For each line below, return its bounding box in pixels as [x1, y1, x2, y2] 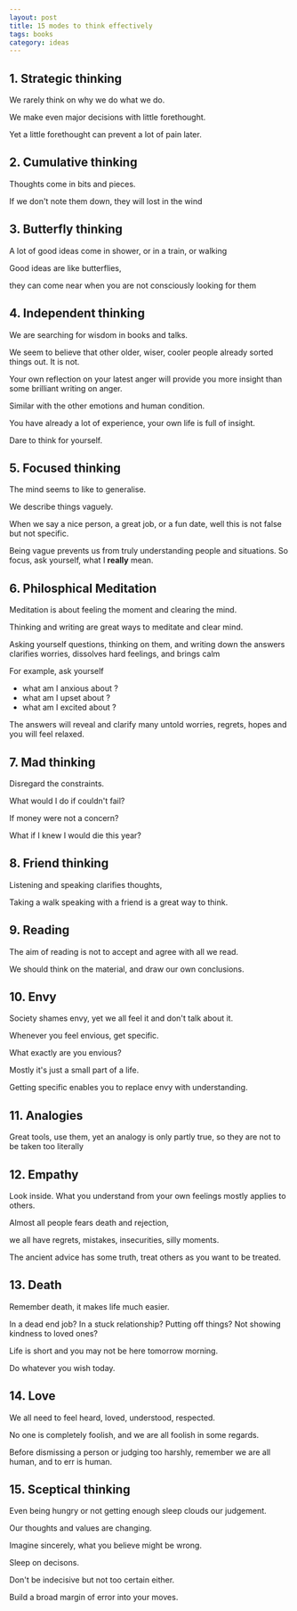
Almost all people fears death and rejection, [9, 1218, 169, 1228]
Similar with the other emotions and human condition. [9, 400, 205, 411]
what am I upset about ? [21, 693, 111, 703]
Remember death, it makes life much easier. [9, 1301, 170, 1311]
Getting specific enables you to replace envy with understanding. [9, 1082, 248, 1093]
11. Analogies [9, 1107, 84, 1123]
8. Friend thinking [9, 856, 109, 871]
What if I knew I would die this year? [9, 830, 142, 841]
